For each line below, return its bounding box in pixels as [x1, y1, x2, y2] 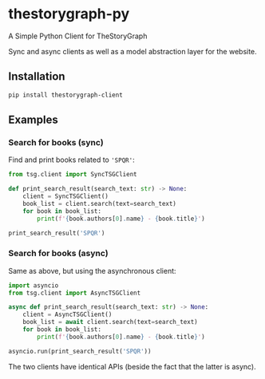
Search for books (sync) [8, 136, 104, 148]
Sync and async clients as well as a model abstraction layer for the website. [8, 46, 257, 56]
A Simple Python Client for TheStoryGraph [8, 31, 148, 41]
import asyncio [8, 281, 59, 290]
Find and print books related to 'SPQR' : [8, 155, 135, 164]
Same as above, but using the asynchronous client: [8, 266, 177, 275]
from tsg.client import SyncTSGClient [8, 171, 137, 179]
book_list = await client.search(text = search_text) [22, 318, 198, 326]
